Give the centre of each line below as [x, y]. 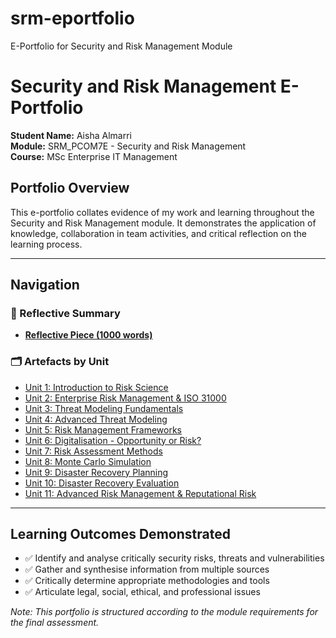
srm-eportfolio [72, 18]
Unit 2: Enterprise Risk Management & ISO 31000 [125, 398]
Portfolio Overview [70, 188]
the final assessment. [55, 623]
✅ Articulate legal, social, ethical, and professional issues [142, 592]
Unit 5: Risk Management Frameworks [103, 429]
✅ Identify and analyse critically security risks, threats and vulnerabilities [174, 558]
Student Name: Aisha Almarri [71, 135]
